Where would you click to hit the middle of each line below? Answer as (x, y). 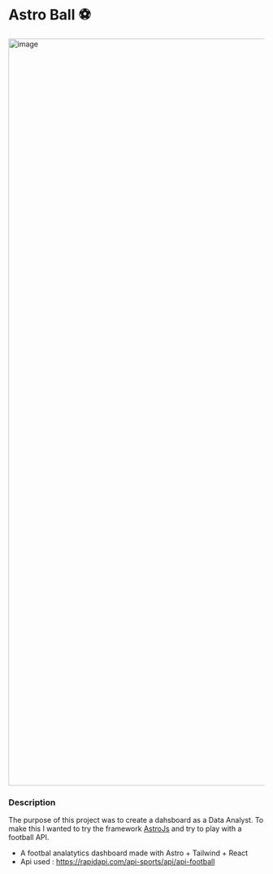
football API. (29, 837)
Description (32, 802)
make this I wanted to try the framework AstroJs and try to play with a (125, 828)
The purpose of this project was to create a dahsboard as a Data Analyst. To (136, 820)
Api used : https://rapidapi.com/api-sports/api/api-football (117, 862)
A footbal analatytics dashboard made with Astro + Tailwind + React (134, 853)
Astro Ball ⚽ (50, 15)
